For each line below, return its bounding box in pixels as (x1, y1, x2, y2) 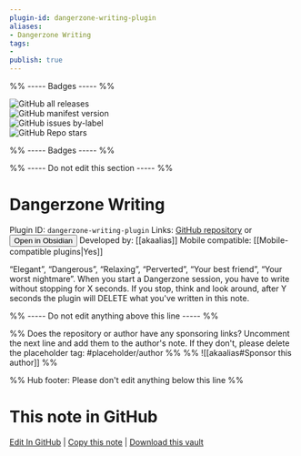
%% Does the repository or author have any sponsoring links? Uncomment (9, 328, 290, 339)
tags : (9, 38, 30, 48)
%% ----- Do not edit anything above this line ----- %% (9, 310, 219, 321)
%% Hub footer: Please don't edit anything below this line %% (9, 374, 244, 385)
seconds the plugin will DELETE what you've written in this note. (9, 292, 250, 303)
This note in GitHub (9, 407, 158, 428)
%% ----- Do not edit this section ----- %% (9, 163, 174, 173)
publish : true (9, 56, 64, 65)
